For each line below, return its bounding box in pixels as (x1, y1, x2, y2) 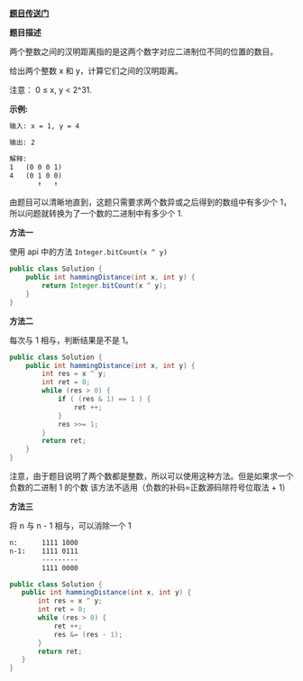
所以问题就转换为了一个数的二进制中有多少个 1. (9, 208, 183, 219)
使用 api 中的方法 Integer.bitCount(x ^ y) (9, 246, 169, 257)
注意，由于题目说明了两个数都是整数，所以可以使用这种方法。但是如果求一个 (9, 471, 294, 481)
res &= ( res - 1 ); (53, 630, 124, 639)
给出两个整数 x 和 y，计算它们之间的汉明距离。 (9, 66, 183, 76)
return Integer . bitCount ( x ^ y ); (41, 281, 168, 290)
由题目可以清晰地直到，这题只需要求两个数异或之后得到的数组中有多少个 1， (9, 197, 291, 207)
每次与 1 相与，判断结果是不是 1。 (9, 335, 133, 345)
